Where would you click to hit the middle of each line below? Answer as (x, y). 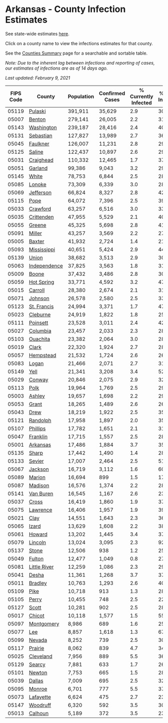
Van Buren (41, 493)
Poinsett (38, 322)
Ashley (37, 396)
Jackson (39, 469)
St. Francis (41, 306)
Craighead (41, 160)
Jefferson (40, 192)
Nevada (38, 640)
